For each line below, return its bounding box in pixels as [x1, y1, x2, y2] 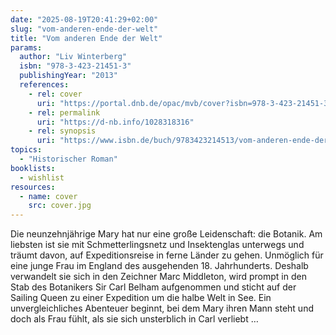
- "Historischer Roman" [19, 154, 118, 164]
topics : [10, 145, 43, 155]
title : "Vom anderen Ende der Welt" [10, 33, 163, 43]
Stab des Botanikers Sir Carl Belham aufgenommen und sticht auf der [10, 281, 297, 293]
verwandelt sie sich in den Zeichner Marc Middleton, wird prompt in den [10, 271, 307, 283]
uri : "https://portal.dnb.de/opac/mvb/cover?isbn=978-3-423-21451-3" [36, 98, 333, 108]
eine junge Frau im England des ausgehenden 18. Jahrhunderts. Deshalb [10, 260, 309, 272]
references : [19, 80, 70, 90]
